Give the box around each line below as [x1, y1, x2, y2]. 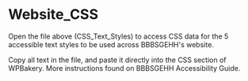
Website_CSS [8, 6, 99, 24]
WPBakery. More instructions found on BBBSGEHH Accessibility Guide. [8, 63, 241, 72]
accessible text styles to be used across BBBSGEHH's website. [8, 39, 214, 49]
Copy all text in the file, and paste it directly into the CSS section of [8, 55, 227, 64]
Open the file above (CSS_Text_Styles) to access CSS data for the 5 [8, 31, 229, 41]
